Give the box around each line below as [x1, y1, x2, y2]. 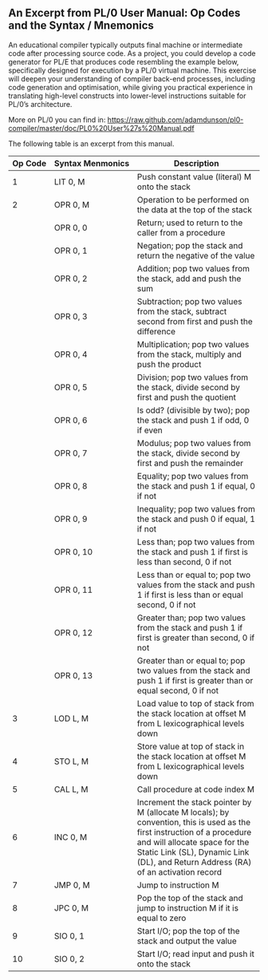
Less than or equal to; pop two [136, 569, 251, 580]
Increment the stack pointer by [136, 796, 252, 808]
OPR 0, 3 [53, 310, 88, 322]
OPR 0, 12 [53, 626, 93, 638]
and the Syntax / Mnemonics [8, 19, 154, 33]
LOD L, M [53, 713, 89, 724]
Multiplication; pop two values [136, 338, 250, 350]
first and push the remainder [136, 457, 244, 468]
